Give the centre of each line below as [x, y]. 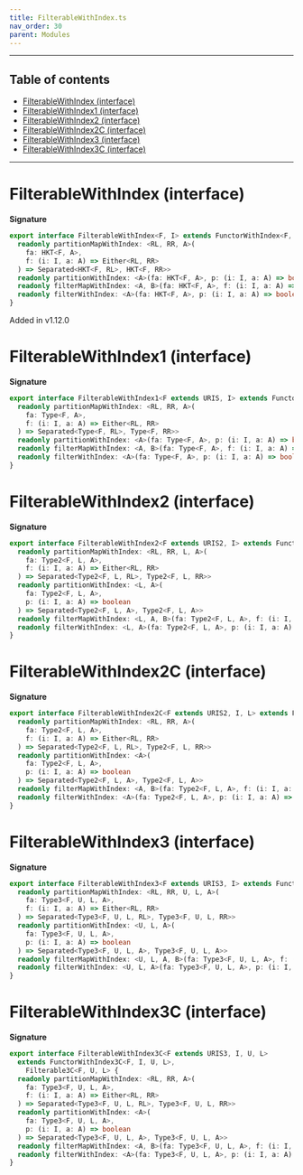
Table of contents [60, 79]
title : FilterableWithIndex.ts [68, 18]
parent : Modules [40, 34]
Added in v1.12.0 [40, 320]
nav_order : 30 [36, 26]
